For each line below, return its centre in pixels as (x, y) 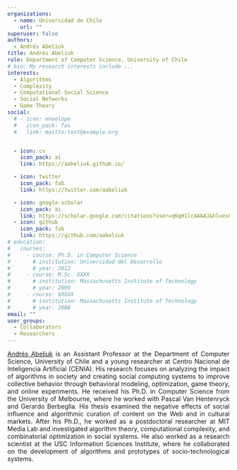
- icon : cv (30, 151)
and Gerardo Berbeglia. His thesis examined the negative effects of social (119, 406)
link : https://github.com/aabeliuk (72, 236)
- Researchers (34, 334)
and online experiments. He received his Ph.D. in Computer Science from (119, 391)
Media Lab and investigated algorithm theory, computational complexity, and (119, 429)
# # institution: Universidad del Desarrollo (85, 262)
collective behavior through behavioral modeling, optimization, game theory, (119, 384)
